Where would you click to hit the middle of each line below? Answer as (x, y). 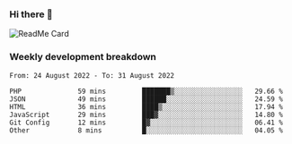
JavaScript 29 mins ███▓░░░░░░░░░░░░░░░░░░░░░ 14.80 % (146, 114)
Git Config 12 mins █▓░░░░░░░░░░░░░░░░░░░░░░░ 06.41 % (146, 123)
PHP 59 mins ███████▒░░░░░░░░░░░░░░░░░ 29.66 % (146, 91)
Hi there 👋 (31, 14)
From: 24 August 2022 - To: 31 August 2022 (92, 75)
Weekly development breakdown (83, 57)
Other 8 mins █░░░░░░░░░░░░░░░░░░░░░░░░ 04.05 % (146, 130)
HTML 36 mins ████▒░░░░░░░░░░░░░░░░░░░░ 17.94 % (146, 106)
